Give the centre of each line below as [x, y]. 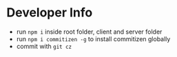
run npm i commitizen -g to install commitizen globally [93, 38]
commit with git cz [44, 46]
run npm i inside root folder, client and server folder [89, 32]
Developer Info [50, 13]
